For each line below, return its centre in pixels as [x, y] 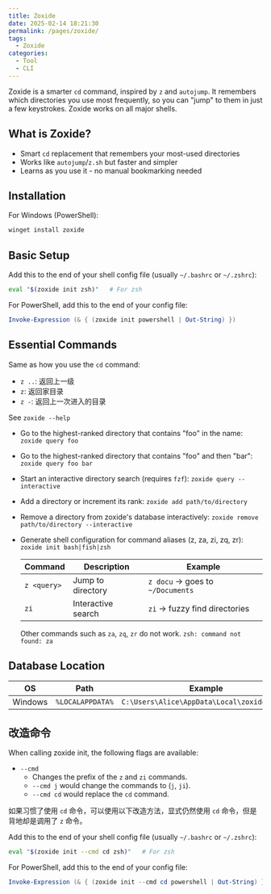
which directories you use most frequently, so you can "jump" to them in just [135, 100]
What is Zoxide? [50, 134]
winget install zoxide [46, 230]
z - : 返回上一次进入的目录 [63, 401]
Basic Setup [39, 255]
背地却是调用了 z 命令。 [48, 821]
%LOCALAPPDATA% [85, 702]
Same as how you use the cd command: [75, 364]
